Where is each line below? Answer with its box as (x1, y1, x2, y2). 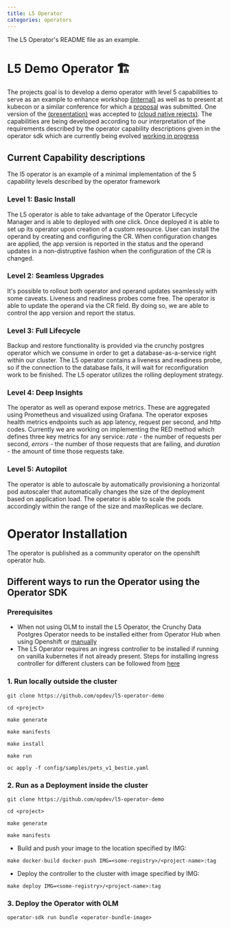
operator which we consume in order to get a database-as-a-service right (7, 349, 216, 357)
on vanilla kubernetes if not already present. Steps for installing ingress (16, 652, 219, 661)
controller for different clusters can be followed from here (16, 659, 181, 667)
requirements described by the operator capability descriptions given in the (7, 124, 221, 133)
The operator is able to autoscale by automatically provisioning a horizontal (7, 480, 220, 488)
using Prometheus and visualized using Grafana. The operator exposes (7, 410, 208, 419)
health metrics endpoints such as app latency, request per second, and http (7, 418, 221, 426)
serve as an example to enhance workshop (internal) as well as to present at (7, 96, 223, 104)
